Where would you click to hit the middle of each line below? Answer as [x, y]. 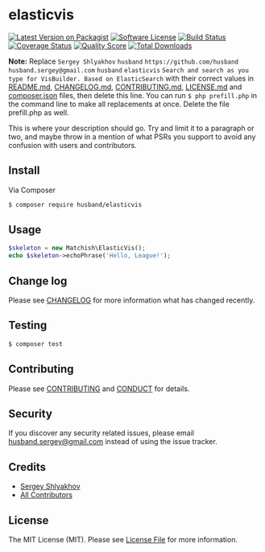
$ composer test [35, 344]
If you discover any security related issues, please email [101, 433]
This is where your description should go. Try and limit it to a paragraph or [132, 128]
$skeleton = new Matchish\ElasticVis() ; [77, 248]
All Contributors [46, 495]
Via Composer [32, 190]
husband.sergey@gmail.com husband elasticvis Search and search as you [129, 70]
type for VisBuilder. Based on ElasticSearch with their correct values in [131, 78]
